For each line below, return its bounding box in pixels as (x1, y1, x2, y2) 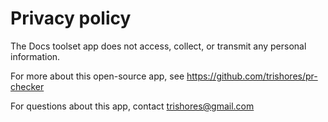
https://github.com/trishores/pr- (186, 70, 318, 82)
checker (10, 80, 45, 92)
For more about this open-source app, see (10, 70, 185, 82)
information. (10, 50, 61, 62)
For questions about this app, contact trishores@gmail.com (10, 100, 255, 112)
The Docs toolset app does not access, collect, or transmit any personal (10, 40, 307, 52)
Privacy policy (10, 7, 132, 30)
